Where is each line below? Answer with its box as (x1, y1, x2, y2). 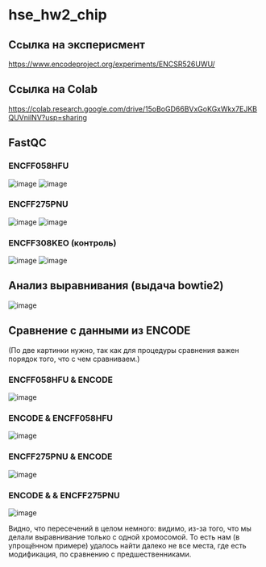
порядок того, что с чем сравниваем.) (8, 354, 140, 363)
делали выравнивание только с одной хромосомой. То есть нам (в (8, 531, 240, 542)
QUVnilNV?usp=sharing (8, 112, 87, 122)
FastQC (8, 136, 47, 150)
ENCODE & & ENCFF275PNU (8, 489, 121, 501)
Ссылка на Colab (8, 82, 98, 96)
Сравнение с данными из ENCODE (8, 324, 191, 338)
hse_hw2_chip (8, 6, 107, 24)
